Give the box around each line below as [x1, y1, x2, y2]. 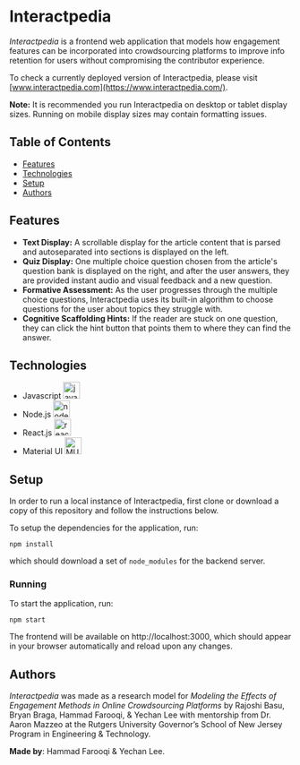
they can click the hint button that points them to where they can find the [21, 322, 291, 333]
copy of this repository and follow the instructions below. [9, 505, 219, 516]
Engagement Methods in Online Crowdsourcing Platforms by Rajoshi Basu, [9, 701, 285, 711]
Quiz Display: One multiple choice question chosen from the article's [21, 255, 278, 266]
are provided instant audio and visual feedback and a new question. [21, 275, 273, 286]
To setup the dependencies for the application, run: [9, 522, 199, 534]
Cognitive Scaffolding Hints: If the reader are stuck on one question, [21, 313, 279, 323]
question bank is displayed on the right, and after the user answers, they [21, 265, 290, 276]
